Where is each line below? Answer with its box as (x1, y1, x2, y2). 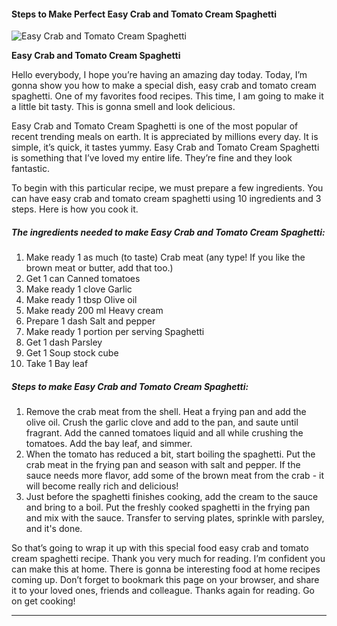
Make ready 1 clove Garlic (25, 283, 133, 295)
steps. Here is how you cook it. (11, 203, 139, 215)
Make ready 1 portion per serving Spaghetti (25, 326, 205, 338)
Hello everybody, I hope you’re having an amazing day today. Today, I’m (11, 69, 308, 81)
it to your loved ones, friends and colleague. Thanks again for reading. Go (11, 585, 315, 597)
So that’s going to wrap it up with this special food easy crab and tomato (11, 542, 309, 554)
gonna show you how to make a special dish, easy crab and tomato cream (11, 80, 317, 92)
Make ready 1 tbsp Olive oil (25, 294, 138, 306)
